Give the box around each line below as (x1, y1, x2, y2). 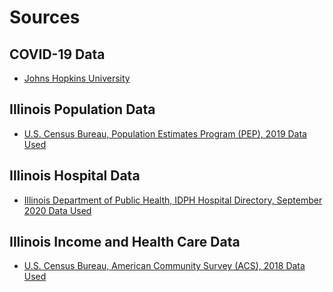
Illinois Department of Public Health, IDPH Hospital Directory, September (23, 194, 323, 206)
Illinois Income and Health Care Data (9, 234, 241, 251)
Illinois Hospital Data (9, 167, 141, 185)
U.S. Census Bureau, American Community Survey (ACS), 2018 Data (23, 260, 306, 272)
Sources (9, 6, 81, 29)
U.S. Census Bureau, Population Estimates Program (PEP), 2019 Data (23, 127, 307, 140)
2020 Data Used (23, 204, 92, 216)
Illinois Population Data (9, 101, 156, 118)
